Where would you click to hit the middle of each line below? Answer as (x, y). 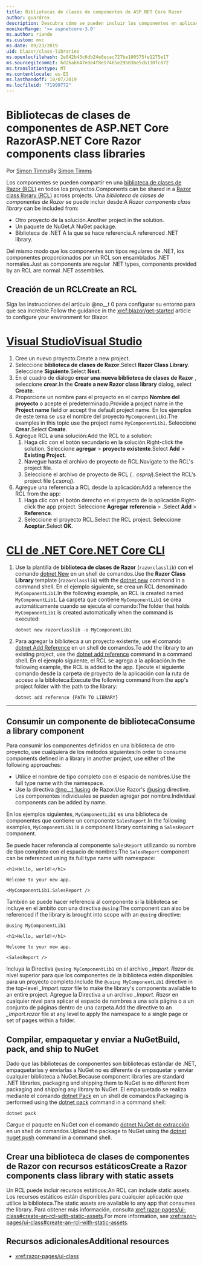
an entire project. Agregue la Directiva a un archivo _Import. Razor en (92, 995)
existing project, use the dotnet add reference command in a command (103, 654)
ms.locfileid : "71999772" (39, 86)
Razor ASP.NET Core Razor (74, 141)
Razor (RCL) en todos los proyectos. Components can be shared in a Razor (99, 189)
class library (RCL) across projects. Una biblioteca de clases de (85, 195)
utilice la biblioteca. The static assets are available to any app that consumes (101, 1203)
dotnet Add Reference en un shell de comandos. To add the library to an (104, 647)
